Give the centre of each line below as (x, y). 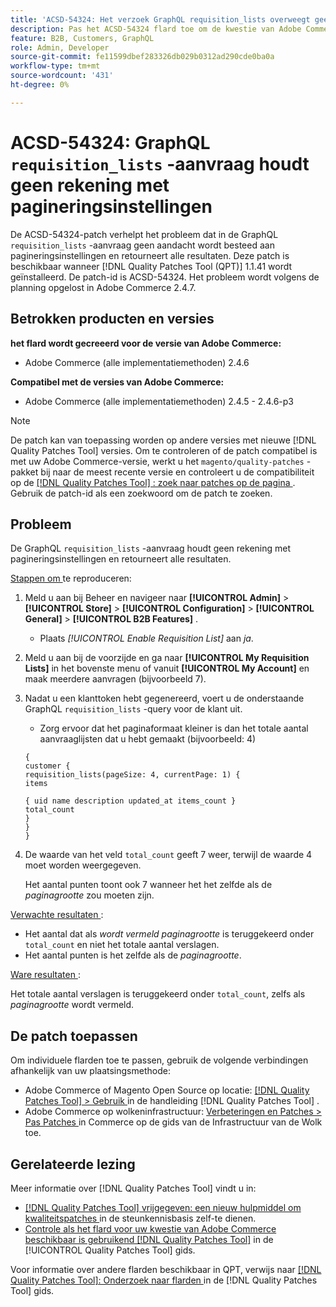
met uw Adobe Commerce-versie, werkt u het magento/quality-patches (157, 461)
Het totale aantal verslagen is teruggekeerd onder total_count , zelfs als (158, 994)
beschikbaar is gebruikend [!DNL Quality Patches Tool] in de (149, 1239)
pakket (24, 472)
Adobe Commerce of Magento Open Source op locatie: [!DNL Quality (167, 1090)
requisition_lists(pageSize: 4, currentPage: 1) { (132, 775)
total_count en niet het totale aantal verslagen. (122, 945)
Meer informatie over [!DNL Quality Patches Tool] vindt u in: (133, 1188)
